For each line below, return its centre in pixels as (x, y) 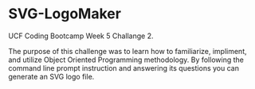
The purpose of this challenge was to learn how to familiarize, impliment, (127, 51)
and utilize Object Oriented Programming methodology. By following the (126, 60)
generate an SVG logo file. (51, 76)
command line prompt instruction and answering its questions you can (124, 68)
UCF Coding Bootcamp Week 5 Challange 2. (81, 36)
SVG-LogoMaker (65, 14)
